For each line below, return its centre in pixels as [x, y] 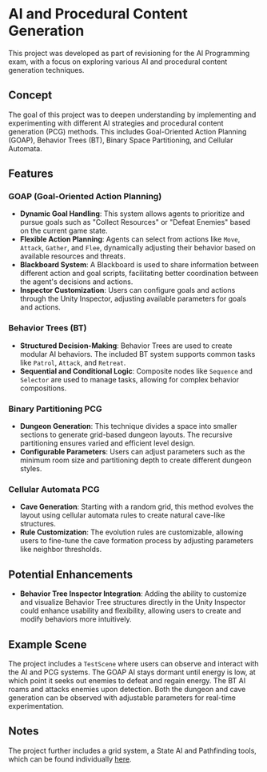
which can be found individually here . [70, 759]
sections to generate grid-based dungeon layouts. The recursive [126, 435]
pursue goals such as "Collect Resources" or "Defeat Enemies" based [135, 222]
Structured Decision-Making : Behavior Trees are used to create [126, 346]
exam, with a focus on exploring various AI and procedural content [118, 62]
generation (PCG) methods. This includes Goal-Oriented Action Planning [128, 131]
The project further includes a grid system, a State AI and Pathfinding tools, [133, 750]
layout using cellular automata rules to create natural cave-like [122, 515]
